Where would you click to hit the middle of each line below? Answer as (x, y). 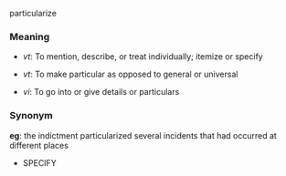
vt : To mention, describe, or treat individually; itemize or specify (143, 57)
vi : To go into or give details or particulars (101, 92)
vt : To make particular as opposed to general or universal (130, 74)
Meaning (30, 36)
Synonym (31, 116)
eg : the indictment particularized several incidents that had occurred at (143, 135)
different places (39, 145)
